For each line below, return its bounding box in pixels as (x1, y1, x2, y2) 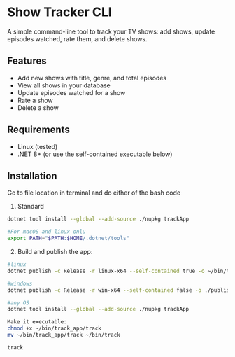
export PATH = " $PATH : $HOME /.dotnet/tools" (7, 235, 130, 242)
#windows (7, 280, 33, 287)
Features (7, 55, 47, 67)
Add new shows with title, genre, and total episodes (17, 73, 166, 82)
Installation (7, 169, 57, 182)
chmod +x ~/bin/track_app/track (7, 325, 101, 332)
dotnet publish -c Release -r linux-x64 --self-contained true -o (7, 267, 205, 274)
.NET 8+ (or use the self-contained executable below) (17, 150, 173, 158)
